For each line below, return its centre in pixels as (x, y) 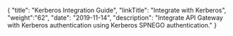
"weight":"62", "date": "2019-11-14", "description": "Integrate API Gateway (115, 18)
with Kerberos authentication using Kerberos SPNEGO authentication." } (112, 25)
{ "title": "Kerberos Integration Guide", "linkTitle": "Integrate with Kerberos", (117, 10)
